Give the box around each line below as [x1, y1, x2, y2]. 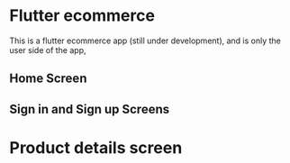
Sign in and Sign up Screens [9, 101, 170, 117]
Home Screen [9, 71, 87, 86]
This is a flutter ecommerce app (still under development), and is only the [9, 35, 282, 46]
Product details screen [9, 137, 183, 158]
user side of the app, [9, 44, 87, 55]
